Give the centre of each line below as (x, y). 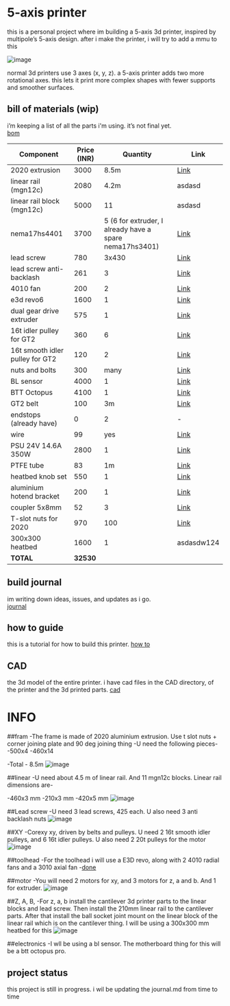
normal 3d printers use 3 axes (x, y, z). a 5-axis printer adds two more (106, 73)
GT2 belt (25, 403)
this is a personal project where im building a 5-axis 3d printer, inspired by (112, 32)
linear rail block (35, 201)
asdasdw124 (198, 542)
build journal (35, 583)
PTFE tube (27, 465)
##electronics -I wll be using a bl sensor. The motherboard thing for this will (114, 944)
